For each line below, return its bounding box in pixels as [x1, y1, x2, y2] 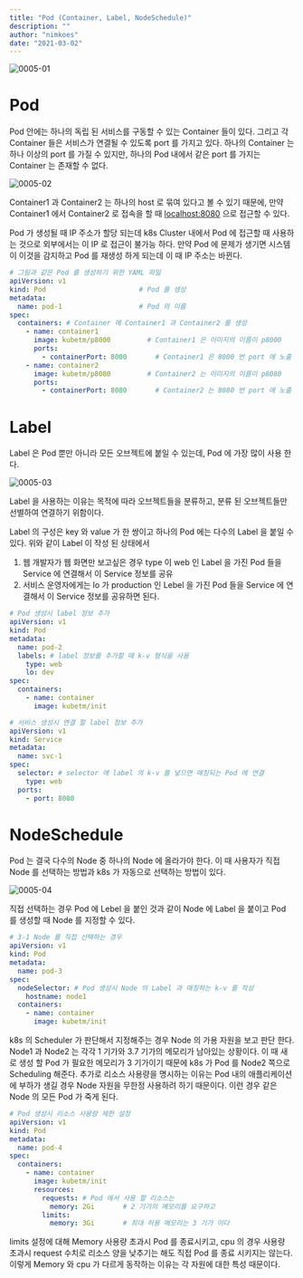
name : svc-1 [17, 752, 63, 761]
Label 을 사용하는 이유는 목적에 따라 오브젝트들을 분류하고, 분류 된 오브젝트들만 [9, 495, 288, 507]
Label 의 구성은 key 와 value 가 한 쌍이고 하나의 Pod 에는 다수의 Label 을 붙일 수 [9, 526, 294, 537]
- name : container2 [25, 360, 99, 370]
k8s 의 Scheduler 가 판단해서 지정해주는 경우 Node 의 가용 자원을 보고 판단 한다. [9, 1034, 295, 1046]
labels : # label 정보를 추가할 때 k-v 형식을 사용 [17, 651, 190, 660]
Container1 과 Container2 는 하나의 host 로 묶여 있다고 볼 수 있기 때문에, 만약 [9, 197, 284, 208]
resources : [33, 1185, 75, 1194]
